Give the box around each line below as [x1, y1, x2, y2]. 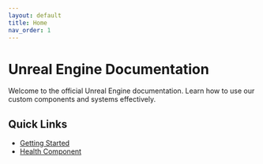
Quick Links [8, 117, 68, 131]
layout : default [8, 11, 62, 20]
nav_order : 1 [8, 26, 51, 34]
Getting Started [19, 139, 70, 148]
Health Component [19, 147, 81, 156]
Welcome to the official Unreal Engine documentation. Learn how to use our [8, 86, 255, 95]
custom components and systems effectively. [8, 95, 156, 104]
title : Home [8, 19, 47, 27]
